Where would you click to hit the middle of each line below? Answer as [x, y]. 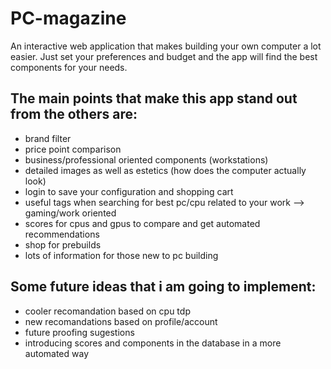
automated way [56, 353]
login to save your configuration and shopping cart [129, 191]
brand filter [48, 138]
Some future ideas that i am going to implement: [163, 287]
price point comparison [73, 149]
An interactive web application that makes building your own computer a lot [166, 46]
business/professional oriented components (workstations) [146, 159]
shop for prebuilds [63, 244]
